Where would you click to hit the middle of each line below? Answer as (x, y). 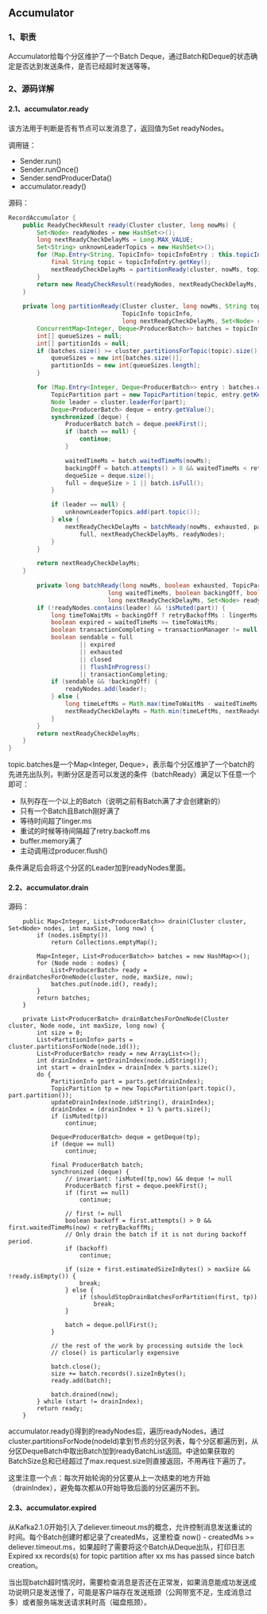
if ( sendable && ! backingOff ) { (104, 682)
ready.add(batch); (81, 1381)
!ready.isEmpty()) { (43, 1276)
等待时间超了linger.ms (56, 821)
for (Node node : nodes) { (81, 964)
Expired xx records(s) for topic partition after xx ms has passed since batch (132, 1556)
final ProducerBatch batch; (97, 1165)
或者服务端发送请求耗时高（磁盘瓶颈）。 (86, 1602)
